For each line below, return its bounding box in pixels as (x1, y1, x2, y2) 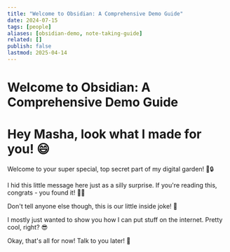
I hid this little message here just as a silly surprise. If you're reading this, (7, 181, 217, 189)
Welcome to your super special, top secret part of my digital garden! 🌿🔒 (7, 165, 214, 173)
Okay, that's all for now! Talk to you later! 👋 (7, 237, 131, 245)
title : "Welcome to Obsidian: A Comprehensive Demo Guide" (7, 10, 184, 17)
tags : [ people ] (7, 23, 52, 30)
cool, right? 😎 (7, 223, 48, 231)
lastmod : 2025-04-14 (7, 50, 68, 57)
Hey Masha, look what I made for (7, 127, 202, 142)
